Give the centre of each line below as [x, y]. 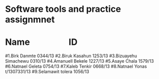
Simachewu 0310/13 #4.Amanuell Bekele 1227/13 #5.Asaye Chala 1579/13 [79, 61]
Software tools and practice [63, 9]
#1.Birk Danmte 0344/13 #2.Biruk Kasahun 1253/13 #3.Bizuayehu [71, 56]
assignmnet [30, 20]
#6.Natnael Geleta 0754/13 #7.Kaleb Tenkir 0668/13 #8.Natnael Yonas [76, 66]
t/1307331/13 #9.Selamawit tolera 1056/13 [47, 72]
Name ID [41, 42]
